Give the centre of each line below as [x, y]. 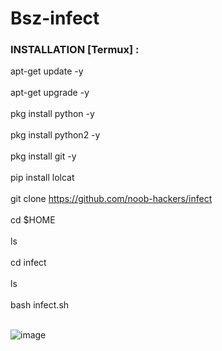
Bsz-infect [55, 18]
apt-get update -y [47, 71]
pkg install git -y [43, 156]
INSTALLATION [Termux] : [75, 50]
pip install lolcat [42, 178]
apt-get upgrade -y [50, 93]
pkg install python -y [52, 114]
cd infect [28, 263]
